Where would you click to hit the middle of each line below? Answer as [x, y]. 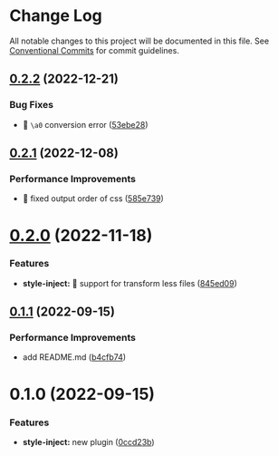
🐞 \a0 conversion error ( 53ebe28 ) [85, 124]
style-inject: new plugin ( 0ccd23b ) [89, 441]
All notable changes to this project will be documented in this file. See [139, 41]
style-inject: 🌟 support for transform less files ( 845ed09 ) [129, 283]
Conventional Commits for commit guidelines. [94, 50]
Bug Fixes [32, 105]
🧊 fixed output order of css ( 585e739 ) [93, 199]
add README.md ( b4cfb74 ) [74, 357]
